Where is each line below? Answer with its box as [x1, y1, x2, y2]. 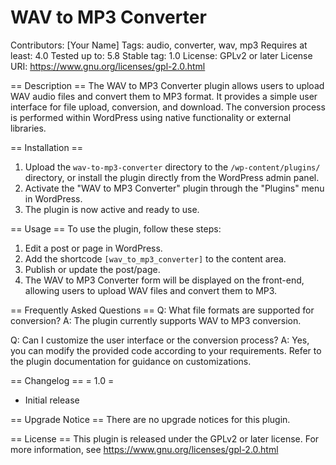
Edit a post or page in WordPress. [24, 242, 163, 254]
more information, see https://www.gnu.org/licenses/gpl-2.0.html [10, 443, 279, 455]
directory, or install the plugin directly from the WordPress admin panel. [24, 171, 320, 183]
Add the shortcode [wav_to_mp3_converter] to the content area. [24, 252, 287, 265]
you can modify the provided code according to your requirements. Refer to [10, 344, 322, 356]
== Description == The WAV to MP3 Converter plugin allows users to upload [10, 79, 325, 91]
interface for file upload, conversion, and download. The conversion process [10, 101, 326, 113]
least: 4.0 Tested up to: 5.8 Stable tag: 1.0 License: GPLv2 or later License [10, 49, 313, 61]
